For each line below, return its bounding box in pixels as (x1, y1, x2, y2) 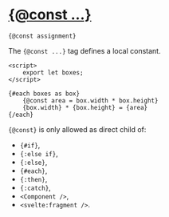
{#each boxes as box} (8, 90, 81, 98)
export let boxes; (22, 68, 84, 77)
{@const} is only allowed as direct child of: (8, 124, 147, 134)
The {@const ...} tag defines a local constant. (8, 46, 161, 55)
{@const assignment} (8, 32, 77, 40)
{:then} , (19, 174, 48, 183)
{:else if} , (19, 148, 58, 158)
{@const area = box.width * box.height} (22, 96, 159, 105)
